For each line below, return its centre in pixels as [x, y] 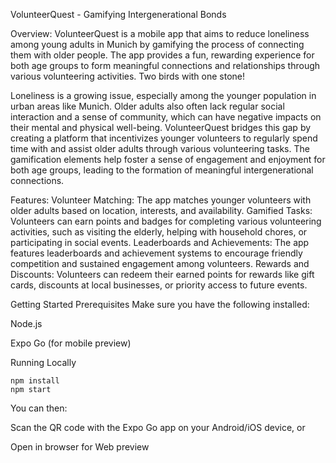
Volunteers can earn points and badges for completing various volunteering [166, 221]
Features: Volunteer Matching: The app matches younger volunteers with [161, 200]
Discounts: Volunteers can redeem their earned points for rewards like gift [162, 274]
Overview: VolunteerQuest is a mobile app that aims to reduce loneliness [160, 33]
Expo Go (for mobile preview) [71, 343]
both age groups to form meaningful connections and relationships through [165, 65]
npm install [35, 381]
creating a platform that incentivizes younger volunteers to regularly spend [164, 138]
